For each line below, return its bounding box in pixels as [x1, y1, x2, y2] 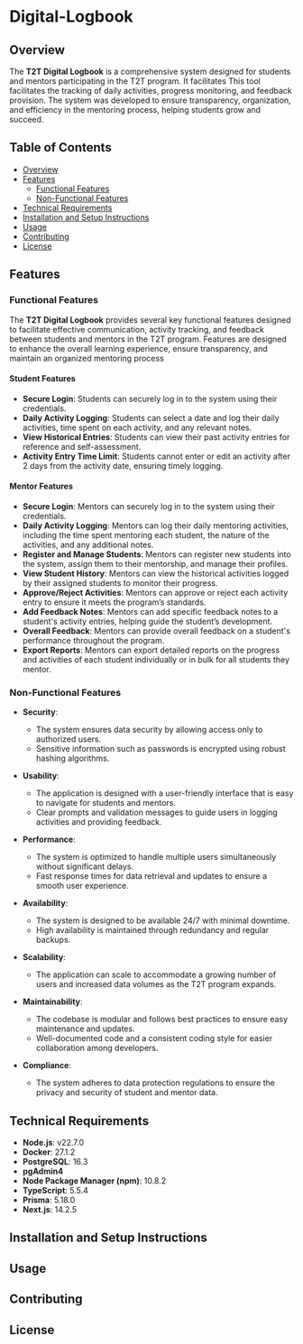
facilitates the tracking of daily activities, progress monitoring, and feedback [9, 86, 293, 96]
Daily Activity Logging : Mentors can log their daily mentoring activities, [22, 520, 289, 531]
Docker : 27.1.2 [22, 1147, 76, 1157]
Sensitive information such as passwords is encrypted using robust [35, 744, 286, 754]
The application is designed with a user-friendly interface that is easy [35, 788, 294, 799]
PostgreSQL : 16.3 [22, 1157, 88, 1167]
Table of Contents [9, 140, 113, 155]
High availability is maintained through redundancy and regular [35, 925, 270, 936]
